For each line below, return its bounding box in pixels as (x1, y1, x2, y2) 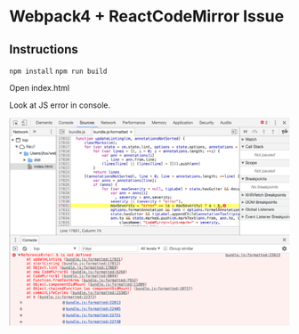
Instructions (9, 42, 78, 57)
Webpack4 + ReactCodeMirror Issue (9, 6, 285, 27)
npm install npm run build (9, 67, 108, 76)
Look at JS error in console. (9, 100, 111, 110)
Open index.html (9, 83, 69, 93)
